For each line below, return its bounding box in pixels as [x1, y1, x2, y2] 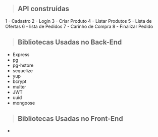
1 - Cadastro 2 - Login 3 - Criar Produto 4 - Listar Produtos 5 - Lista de [5, 18, 152, 24]
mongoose [12, 100, 35, 106]
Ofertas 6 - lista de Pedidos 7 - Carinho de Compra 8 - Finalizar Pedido [5, 23, 153, 29]
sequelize [12, 67, 33, 73]
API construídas [17, 5, 70, 13]
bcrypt [12, 78, 27, 84]
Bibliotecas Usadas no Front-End [17, 114, 123, 123]
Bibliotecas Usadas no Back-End [17, 38, 122, 47]
